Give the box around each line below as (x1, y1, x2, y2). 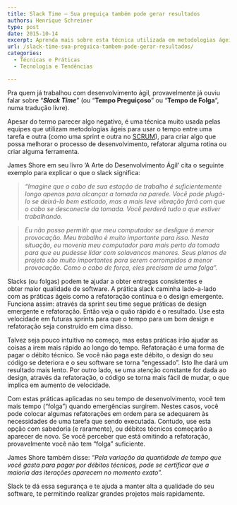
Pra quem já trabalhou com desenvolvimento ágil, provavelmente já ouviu (7, 88, 221, 97)
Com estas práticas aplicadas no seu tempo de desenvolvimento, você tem (7, 394, 226, 403)
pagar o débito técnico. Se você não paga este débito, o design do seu (7, 350, 214, 359)
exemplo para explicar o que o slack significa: (7, 168, 141, 177)
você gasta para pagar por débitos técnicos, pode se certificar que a (7, 461, 209, 469)
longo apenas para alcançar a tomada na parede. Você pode (24, 189, 205, 198)
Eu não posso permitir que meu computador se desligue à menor (24, 225, 214, 234)
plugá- (205, 189, 226, 198)
